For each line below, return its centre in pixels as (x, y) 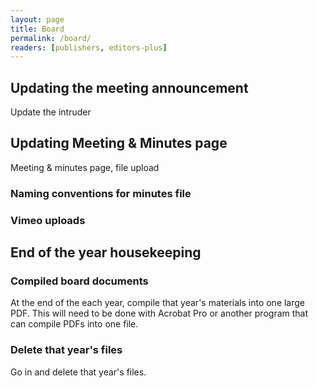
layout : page (37, 19)
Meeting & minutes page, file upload (85, 167)
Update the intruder (51, 112)
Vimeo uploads (48, 220)
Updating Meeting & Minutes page (119, 143)
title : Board (37, 29)
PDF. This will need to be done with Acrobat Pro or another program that (159, 313)
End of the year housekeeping (106, 252)
